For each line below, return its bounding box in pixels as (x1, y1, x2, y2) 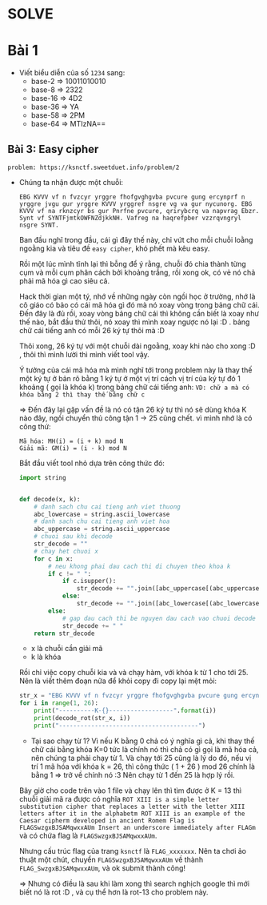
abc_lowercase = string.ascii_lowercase (34, 510, 170, 518)
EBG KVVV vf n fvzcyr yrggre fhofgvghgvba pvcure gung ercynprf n (18, 193, 245, 201)
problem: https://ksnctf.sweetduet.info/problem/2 (7, 163, 180, 171)
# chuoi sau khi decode (34, 533, 113, 541)
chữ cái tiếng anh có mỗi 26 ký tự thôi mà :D (18, 325, 165, 335)
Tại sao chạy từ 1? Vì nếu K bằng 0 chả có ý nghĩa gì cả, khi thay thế (30, 736, 255, 746)
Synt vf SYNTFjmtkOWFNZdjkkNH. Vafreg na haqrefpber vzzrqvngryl (18, 214, 241, 222)
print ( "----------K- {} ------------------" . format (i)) (34, 706, 217, 715)
